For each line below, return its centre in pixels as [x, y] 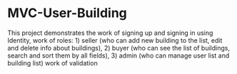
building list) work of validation [52, 63]
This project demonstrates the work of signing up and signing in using [110, 33]
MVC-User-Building [67, 13]
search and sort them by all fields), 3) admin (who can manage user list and [118, 55]
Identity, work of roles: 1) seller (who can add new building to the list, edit [115, 40]
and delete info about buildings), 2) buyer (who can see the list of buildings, [119, 48]
